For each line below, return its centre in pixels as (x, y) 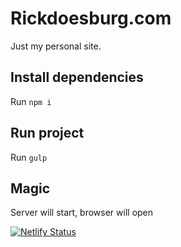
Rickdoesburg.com (91, 18)
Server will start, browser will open (82, 213)
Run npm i (31, 101)
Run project (47, 133)
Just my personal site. (56, 46)
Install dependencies (77, 77)
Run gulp (29, 157)
